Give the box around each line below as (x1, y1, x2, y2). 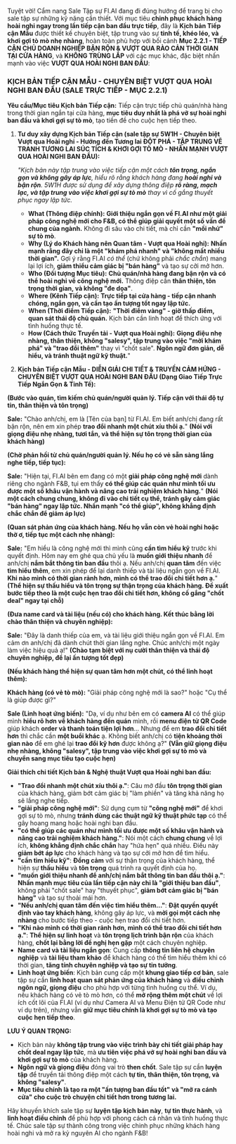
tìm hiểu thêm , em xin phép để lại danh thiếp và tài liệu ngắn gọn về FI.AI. (7, 566, 221, 575)
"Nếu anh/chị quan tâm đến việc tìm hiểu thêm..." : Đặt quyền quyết (17, 901, 218, 910)
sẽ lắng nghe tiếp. (17, 796, 70, 805)
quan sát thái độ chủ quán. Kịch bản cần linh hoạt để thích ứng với (27, 314, 223, 323)
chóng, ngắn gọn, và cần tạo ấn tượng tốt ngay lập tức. (27, 299, 191, 307)
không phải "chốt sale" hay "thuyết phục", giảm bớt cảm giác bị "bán (17, 886, 219, 895)
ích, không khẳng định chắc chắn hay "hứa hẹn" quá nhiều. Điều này (17, 841, 219, 850)
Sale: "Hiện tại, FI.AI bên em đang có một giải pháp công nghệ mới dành (7, 472, 218, 481)
